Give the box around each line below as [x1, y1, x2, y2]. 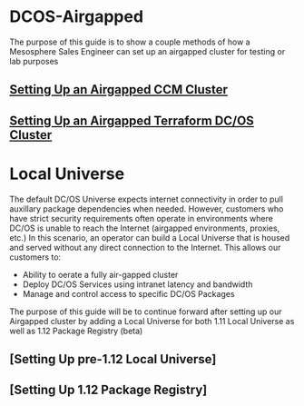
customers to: [9, 252, 62, 262]
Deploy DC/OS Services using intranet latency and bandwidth [22, 279, 253, 290]
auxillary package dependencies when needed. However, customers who [9, 203, 284, 214]
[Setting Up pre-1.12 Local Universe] [9, 352, 217, 367]
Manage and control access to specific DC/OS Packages [22, 288, 235, 299]
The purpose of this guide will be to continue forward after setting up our [9, 306, 282, 317]
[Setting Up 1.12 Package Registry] [9, 382, 208, 398]
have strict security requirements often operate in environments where [9, 213, 274, 223]
